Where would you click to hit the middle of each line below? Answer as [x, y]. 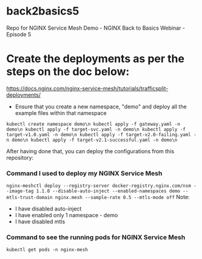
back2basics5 [43, 11]
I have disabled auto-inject [48, 209]
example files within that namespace [61, 113]
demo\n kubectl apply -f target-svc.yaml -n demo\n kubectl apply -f [96, 129]
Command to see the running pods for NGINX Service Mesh [96, 237]
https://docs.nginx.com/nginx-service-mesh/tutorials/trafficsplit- [87, 88]
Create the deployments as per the [96, 59]
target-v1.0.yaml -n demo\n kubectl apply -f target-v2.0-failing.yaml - [102, 134]
